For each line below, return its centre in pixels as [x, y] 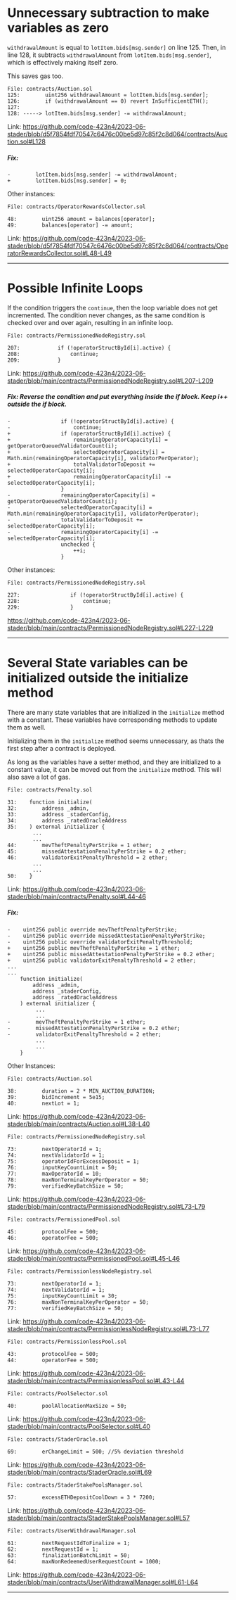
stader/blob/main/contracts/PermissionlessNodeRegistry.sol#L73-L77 [109, 1328]
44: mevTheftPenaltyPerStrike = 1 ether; [80, 845]
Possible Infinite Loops [75, 288]
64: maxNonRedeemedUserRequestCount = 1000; [84, 1561]
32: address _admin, [48, 808]
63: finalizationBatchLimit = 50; [69, 1555]
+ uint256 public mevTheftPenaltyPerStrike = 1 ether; [94, 948]
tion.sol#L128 [26, 141]
